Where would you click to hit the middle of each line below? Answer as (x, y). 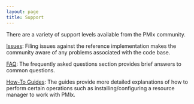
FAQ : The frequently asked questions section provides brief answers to (94, 64)
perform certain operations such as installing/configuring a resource (90, 88)
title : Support (25, 17)
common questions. (31, 70)
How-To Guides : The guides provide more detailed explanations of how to (97, 82)
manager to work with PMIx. (41, 94)
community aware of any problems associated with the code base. (88, 52)
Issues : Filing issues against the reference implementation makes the (91, 46)
